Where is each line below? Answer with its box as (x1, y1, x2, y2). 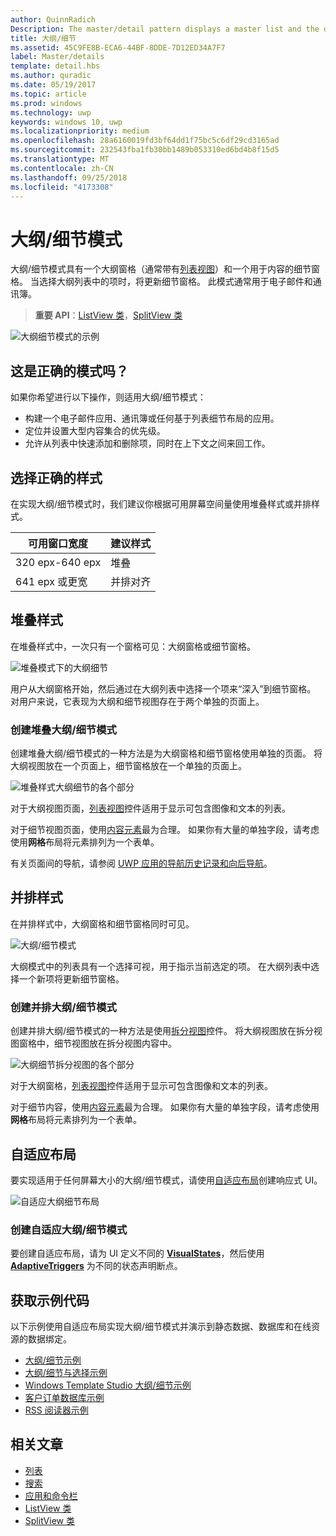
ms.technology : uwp (10, 107, 92, 118)
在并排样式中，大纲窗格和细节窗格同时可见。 (10, 917, 195, 930)
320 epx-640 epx (15, 555, 102, 569)
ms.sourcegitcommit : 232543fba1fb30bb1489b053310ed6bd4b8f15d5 (10, 145, 280, 155)
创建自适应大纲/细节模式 (10, 1222, 128, 1236)
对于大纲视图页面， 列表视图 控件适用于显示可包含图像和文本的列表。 (10, 802, 291, 815)
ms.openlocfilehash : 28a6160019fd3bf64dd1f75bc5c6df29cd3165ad (10, 136, 280, 146)
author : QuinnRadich (10, 14, 97, 25)
